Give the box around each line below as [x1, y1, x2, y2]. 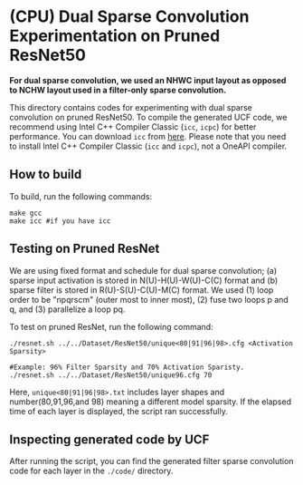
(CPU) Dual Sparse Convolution [9, 6, 250, 27]
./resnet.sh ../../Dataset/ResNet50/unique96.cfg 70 [9, 370, 213, 380]
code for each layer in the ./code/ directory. [9, 465, 174, 477]
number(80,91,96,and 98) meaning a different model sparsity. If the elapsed [9, 396, 292, 407]
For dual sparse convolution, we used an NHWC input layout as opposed [9, 74, 287, 85]
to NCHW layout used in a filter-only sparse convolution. [9, 84, 227, 95]
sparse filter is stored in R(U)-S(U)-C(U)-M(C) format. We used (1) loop [9, 284, 274, 296]
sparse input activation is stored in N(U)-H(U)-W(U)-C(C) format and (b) [9, 275, 279, 286]
